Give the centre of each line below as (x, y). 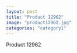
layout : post (22, 11)
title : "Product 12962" (35, 17)
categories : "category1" (36, 28)
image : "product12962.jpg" (39, 22)
